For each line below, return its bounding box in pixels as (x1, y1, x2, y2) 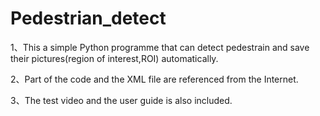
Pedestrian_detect (10, 7, 167, 30)
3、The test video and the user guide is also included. (10, 94, 233, 106)
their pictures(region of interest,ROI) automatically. (10, 52, 219, 64)
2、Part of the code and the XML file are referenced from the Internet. (10, 73, 299, 85)
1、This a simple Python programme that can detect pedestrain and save (10, 41, 310, 53)
